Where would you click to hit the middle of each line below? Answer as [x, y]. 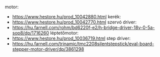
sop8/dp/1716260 [31, 33]
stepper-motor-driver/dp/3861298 [48, 49]
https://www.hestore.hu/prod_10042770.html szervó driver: [74, 22]
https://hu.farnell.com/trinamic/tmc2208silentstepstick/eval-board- [83, 44]
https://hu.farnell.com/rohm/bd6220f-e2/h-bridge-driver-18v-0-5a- [84, 27]
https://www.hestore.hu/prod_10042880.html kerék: [66, 17]
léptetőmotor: [64, 33]
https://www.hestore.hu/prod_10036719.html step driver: [71, 38]
